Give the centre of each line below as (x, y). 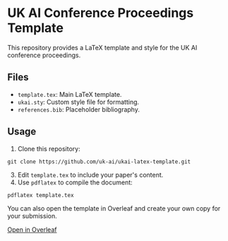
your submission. (32, 216)
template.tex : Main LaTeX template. (70, 94)
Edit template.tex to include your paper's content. (90, 175)
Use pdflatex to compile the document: (75, 182)
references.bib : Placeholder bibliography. (78, 109)
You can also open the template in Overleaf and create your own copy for (114, 208)
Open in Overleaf (32, 229)
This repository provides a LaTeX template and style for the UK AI (102, 47)
